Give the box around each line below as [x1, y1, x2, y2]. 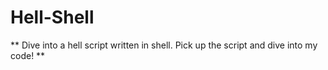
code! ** [10, 49, 46, 61]
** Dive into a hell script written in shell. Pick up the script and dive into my [10, 39, 318, 51]
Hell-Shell [10, 6, 95, 29]
